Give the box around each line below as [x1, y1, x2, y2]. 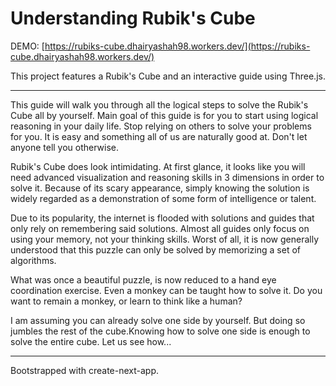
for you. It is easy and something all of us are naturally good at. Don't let [10, 130, 308, 142]
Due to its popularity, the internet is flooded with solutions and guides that [10, 212, 315, 224]
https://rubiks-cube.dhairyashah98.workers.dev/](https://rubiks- [44, 40, 311, 52]
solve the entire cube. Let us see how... [10, 335, 172, 347]
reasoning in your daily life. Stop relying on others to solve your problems [10, 120, 312, 132]
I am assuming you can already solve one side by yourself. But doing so [10, 314, 306, 326]
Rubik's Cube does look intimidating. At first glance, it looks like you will [10, 160, 306, 172]
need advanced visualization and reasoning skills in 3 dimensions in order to [10, 171, 325, 183]
